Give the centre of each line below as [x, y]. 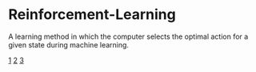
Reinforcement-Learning [92, 15]
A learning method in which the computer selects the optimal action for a [128, 36]
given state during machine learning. [69, 44]
